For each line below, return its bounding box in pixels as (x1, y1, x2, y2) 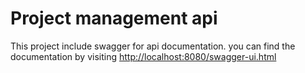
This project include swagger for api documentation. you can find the (10, 40, 296, 52)
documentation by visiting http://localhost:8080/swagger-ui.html (10, 50, 277, 62)
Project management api (10, 7, 218, 30)
